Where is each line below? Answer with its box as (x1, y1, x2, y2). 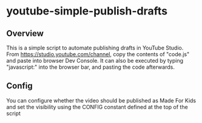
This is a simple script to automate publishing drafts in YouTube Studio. (6, 44, 184, 51)
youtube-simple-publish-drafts (6, 4, 168, 18)
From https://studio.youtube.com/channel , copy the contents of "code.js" (6, 51, 190, 58)
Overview (6, 28, 44, 39)
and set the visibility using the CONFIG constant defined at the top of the (6, 103, 188, 110)
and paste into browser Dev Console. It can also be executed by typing (6, 57, 184, 64)
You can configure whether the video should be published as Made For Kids (6, 96, 197, 104)
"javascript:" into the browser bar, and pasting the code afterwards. (6, 63, 175, 71)
